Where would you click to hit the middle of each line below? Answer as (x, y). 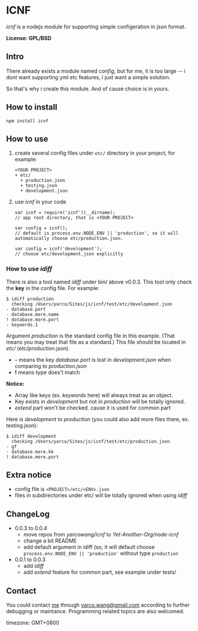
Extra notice (29, 475)
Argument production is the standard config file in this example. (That (90, 336)
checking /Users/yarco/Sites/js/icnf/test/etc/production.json (90, 441)
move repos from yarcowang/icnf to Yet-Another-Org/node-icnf (101, 535)
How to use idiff (29, 269)
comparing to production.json (51, 366)
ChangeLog (28, 514)
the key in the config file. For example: (53, 288)
